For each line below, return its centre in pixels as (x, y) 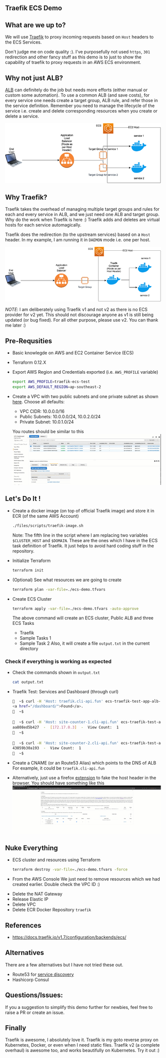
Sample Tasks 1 (35, 638)
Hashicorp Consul (31, 979)
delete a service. (22, 116)
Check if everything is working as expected (59, 662)
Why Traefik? (26, 197)
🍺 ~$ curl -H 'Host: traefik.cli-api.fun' (58, 701)
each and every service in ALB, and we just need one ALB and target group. (82, 214)
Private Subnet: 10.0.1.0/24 (47, 422)
